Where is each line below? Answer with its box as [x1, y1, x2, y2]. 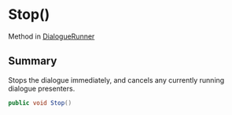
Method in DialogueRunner [8, 32, 95, 41]
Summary [8, 54, 57, 68]
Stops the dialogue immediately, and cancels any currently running [8, 75, 225, 84]
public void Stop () [8, 98, 72, 107]
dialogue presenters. [8, 83, 75, 93]
